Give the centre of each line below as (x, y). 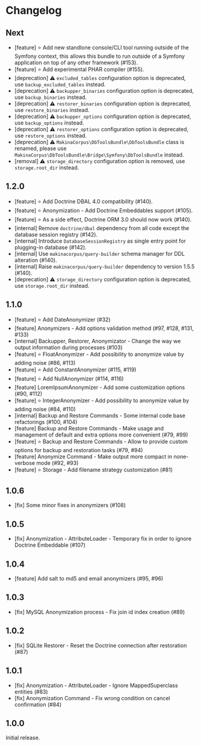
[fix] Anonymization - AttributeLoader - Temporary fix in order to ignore (103, 539)
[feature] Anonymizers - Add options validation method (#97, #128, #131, (104, 328)
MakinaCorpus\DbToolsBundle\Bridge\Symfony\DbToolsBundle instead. (99, 155)
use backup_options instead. (49, 123)
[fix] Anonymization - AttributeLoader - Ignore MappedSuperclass (96, 685)
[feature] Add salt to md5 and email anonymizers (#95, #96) (89, 579)
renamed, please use (40, 148)
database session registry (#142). (56, 234)
